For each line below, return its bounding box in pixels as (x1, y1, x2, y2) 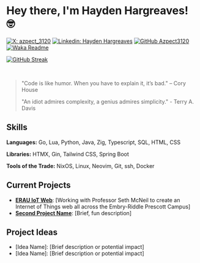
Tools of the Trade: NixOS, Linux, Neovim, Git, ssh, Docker (6, 162, 155, 169)
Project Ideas (6, 227, 58, 237)
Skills (6, 122, 28, 132)
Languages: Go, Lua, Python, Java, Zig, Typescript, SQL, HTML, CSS (6, 139, 181, 146)
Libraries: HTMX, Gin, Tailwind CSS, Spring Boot (6, 150, 130, 158)
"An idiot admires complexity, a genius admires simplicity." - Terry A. (21, 97, 194, 105)
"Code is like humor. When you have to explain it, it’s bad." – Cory (21, 79, 187, 86)
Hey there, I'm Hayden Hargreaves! (6, 4, 188, 18)
